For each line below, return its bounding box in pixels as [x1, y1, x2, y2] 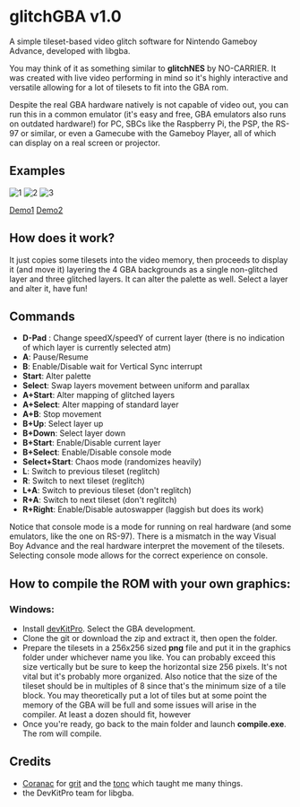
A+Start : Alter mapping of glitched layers [21, 390, 176, 401]
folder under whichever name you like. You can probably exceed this [21, 652, 276, 663]
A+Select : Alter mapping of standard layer [21, 399, 179, 410]
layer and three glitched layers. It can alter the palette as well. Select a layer [9, 273, 288, 284]
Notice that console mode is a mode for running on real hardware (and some [9, 522, 292, 533]
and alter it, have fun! [9, 282, 88, 293]
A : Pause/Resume [21, 351, 89, 362]
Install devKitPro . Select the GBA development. [21, 623, 196, 634]
